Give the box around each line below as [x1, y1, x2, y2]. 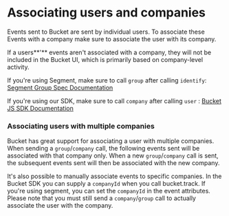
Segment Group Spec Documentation [7, 83, 113, 91]
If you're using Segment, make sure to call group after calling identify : [7, 76, 207, 84]
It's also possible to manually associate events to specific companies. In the [7, 172, 222, 180]
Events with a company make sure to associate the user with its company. [7, 34, 217, 43]
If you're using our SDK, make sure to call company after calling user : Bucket [7, 96, 222, 105]
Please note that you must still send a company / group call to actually [7, 194, 196, 202]
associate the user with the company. [7, 202, 113, 210]
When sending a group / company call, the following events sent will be [7, 144, 200, 153]
